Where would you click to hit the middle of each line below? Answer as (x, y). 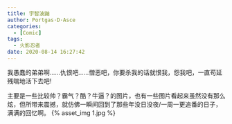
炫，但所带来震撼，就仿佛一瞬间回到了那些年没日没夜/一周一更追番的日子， (115, 104)
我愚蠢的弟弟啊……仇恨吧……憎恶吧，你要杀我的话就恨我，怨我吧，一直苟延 (115, 72)
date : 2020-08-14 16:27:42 (46, 52)
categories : (24, 26)
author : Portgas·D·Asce (42, 20)
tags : (15, 39)
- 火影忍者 (27, 45)
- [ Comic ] (27, 33)
